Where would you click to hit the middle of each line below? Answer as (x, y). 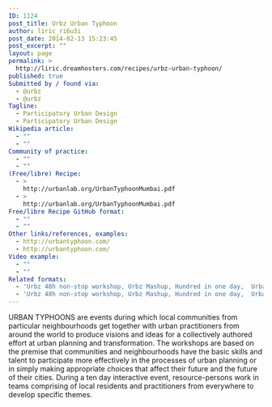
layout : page (30, 53)
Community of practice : (49, 151)
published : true (36, 76)
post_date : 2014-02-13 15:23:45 (63, 38)
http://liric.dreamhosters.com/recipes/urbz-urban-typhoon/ (119, 69)
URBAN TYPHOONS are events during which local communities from (123, 317)
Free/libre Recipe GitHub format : (67, 211)
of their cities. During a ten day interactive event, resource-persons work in (134, 377)
